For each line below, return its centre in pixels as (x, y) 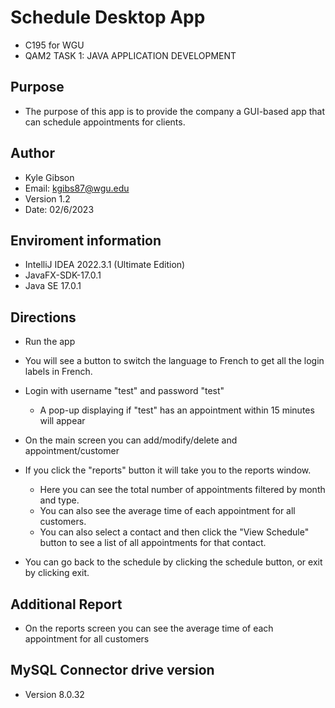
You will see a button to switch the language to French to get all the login (174, 361)
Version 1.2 (47, 198)
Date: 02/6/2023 (59, 209)
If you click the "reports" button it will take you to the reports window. (168, 470)
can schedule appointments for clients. (105, 122)
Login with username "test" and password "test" (124, 391)
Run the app (50, 342)
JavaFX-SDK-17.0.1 (63, 275)
